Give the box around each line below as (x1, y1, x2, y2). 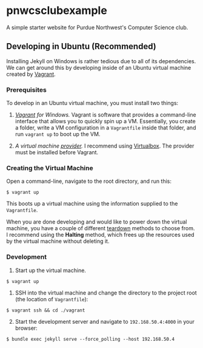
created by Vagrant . (6, 70, 56, 78)
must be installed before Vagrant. (15, 149, 99, 156)
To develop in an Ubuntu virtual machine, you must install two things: (6, 100, 179, 107)
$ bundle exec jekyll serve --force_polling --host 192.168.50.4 (6, 336, 175, 342)
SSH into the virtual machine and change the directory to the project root (15, 289, 197, 296)
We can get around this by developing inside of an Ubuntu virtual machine (6, 64, 191, 71)
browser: (15, 324, 38, 332)
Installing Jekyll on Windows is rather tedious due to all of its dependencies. (6, 57, 196, 64)
